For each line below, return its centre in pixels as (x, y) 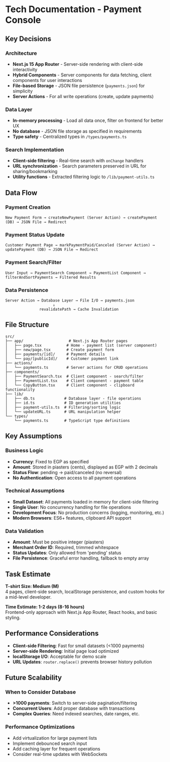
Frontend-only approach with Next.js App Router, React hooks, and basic (81, 612)
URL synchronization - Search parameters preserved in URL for (79, 166)
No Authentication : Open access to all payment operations (74, 478)
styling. (13, 617)
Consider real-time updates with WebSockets (60, 754)
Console (23, 20)
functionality (20, 390)
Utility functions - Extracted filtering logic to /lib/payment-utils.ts (83, 177)
